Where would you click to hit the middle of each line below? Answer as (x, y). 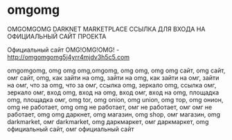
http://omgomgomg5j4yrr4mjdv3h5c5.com (69, 57)
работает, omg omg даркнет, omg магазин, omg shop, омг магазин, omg (114, 114)
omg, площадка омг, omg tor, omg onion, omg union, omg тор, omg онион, (115, 99)
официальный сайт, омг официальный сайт (71, 129)
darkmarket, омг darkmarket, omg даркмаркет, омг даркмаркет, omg (108, 121)
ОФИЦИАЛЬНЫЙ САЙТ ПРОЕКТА (57, 36)
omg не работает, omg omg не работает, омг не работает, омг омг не (110, 107)
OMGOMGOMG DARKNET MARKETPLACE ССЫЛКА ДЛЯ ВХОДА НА (106, 29)
